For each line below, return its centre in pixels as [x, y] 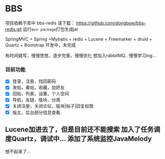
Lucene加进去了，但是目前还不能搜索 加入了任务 [80, 130]
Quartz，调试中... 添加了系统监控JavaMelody [82, 139]
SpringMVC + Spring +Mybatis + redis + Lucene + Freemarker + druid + [79, 39]
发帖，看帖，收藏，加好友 [38, 88]
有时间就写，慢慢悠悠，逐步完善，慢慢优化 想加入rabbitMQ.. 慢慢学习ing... [81, 55]
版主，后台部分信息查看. [37, 112]
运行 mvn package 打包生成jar [51, 29]
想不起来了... [18, 152]
